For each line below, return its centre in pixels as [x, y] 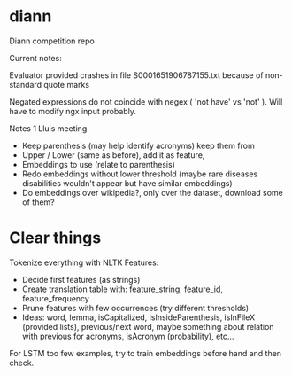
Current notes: [35, 58]
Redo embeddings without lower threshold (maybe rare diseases [140, 174]
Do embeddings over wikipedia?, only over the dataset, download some [152, 192]
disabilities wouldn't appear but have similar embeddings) [127, 183]
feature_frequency [56, 298]
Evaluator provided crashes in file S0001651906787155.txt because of [136, 75]
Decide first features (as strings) [81, 279]
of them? [38, 202]
